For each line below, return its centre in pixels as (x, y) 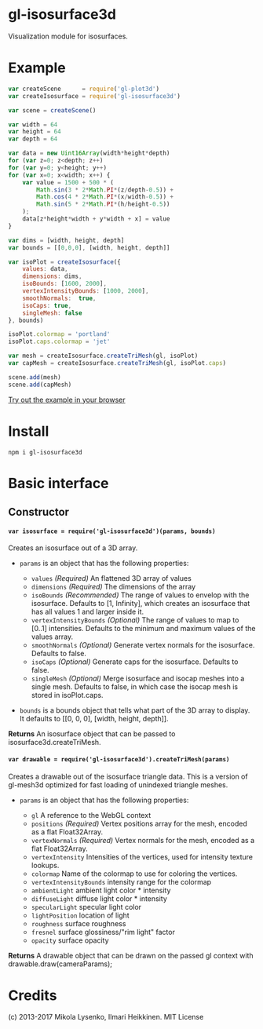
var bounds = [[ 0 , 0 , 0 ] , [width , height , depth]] (89, 248)
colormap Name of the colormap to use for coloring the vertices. (134, 874)
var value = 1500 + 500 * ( (68, 182)
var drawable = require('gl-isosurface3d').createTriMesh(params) (119, 759)
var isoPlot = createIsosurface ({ (65, 262)
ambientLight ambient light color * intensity (101, 890)
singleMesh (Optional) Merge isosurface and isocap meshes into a (138, 679)
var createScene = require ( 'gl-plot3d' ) (84, 89)
